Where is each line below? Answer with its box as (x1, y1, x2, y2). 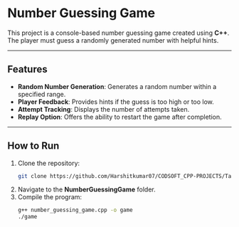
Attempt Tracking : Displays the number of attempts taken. (17, 105, 190, 113)
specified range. (17, 90, 66, 98)
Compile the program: (17, 193, 83, 201)
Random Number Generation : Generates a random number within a (17, 82, 217, 90)
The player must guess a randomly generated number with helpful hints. (7, 36, 219, 44)
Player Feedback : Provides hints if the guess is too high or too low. (17, 97, 215, 106)
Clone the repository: (17, 159, 80, 167)
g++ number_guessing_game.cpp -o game (17, 206, 133, 214)
